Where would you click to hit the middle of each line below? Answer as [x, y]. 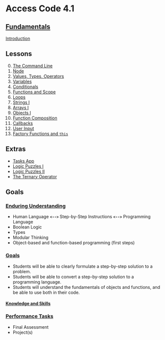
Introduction [18, 38]
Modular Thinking [30, 238]
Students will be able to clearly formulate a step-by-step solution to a [82, 266]
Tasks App [23, 161]
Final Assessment [30, 327]
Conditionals [25, 86]
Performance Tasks [29, 316]
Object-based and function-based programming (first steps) [74, 243]
